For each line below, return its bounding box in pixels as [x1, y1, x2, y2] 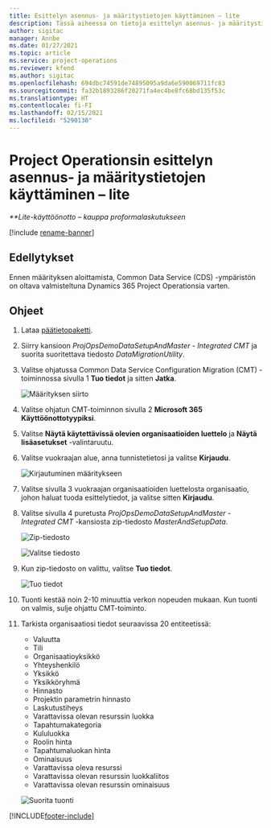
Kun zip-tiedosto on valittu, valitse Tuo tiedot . [20, 564, 173, 574]
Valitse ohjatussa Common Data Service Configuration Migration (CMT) [20, 365, 258, 375]
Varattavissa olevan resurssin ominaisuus [32, 780, 170, 789]
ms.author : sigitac [9, 72, 75, 80]
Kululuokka [32, 729, 70, 739]
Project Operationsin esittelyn [9, 151, 214, 170]
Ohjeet [9, 304, 43, 318]
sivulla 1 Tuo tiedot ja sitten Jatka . [63, 373, 177, 383]
